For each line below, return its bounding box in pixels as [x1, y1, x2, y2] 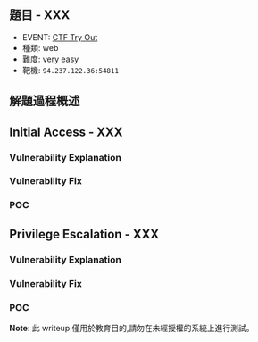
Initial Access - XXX [9, 124, 123, 139]
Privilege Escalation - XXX [9, 226, 159, 242]
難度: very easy [21, 54, 79, 64]
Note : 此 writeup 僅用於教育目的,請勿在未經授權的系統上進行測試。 [9, 322, 254, 333]
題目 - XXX [9, 7, 71, 23]
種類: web [21, 42, 59, 53]
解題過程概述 [9, 94, 80, 109]
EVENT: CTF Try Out [21, 31, 98, 42]
